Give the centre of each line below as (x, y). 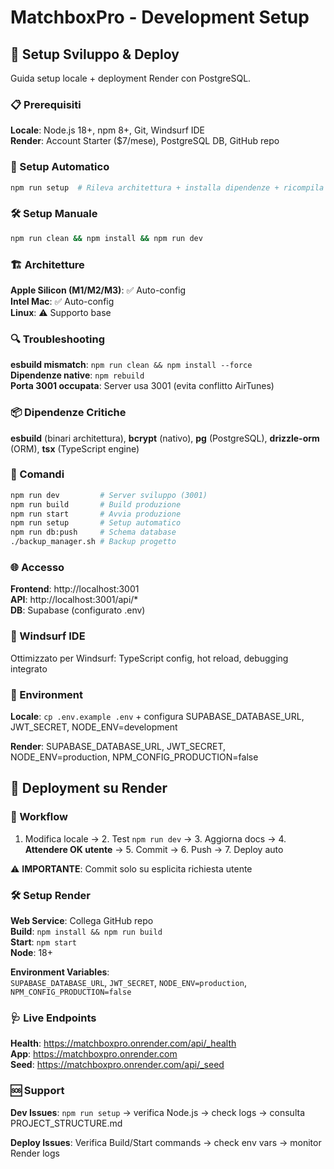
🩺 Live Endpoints (53, 1018)
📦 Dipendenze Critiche (68, 413)
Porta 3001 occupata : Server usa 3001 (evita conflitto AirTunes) (142, 386)
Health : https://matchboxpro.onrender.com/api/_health (123, 1043)
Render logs (35, 1153)
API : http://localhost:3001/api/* (74, 600)
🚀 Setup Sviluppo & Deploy (95, 54)
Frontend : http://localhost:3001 (75, 589)
